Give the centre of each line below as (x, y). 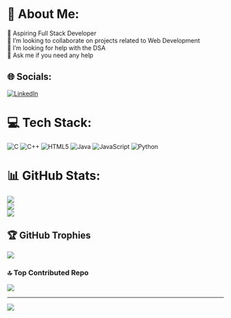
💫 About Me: (43, 14)
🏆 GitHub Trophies (49, 236)
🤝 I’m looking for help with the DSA (56, 48)
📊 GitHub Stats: (54, 176)
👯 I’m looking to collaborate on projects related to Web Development (104, 40)
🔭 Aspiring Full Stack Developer (52, 33)
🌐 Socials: (30, 77)
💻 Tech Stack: (49, 122)
